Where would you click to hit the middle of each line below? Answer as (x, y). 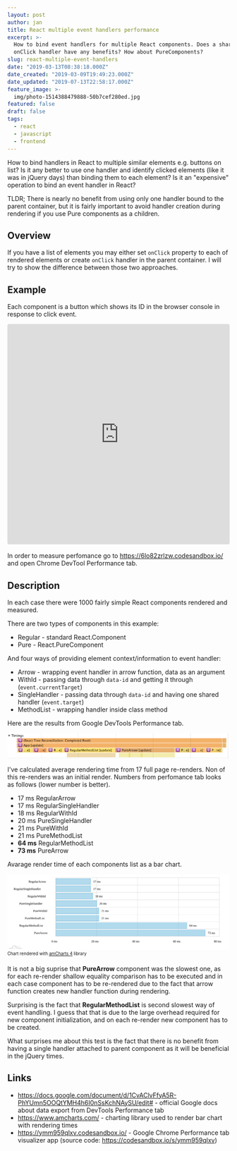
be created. (24, 1027)
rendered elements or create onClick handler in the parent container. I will (115, 260)
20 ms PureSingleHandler (55, 820)
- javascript (33, 134)
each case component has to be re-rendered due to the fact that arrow (110, 983)
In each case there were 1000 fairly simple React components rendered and (117, 602)
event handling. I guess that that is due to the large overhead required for (114, 1012)
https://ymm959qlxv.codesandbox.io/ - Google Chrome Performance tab (123, 1133)
